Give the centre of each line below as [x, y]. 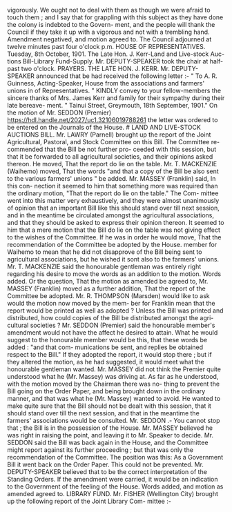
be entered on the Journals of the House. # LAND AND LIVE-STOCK [104, 127]
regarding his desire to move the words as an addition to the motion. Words [114, 274]
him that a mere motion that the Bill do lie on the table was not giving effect [114, 230]
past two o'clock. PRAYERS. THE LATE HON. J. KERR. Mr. [89, 69]
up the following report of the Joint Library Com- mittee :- [89, 501]
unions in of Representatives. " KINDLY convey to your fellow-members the [114, 90]
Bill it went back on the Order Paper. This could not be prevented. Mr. [105, 464]
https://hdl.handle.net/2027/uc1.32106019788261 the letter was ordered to [113, 120]
